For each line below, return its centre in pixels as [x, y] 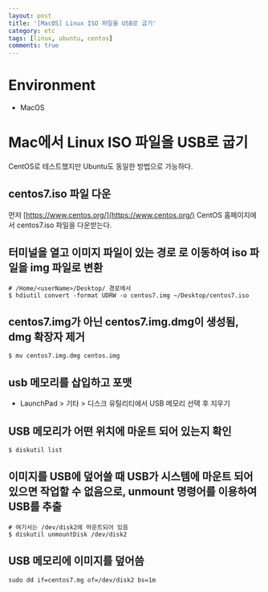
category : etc [32, 31]
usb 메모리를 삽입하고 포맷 [70, 382]
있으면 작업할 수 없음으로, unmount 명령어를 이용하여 [133, 492]
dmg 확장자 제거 [47, 337]
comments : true [34, 46]
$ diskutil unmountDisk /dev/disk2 [68, 534]
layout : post [30, 16]
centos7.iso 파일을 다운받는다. [64, 225]
